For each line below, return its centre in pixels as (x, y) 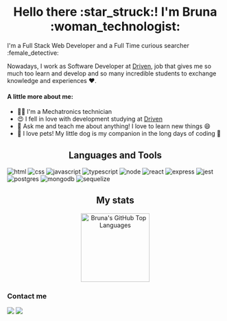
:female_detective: (33, 53)
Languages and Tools (115, 155)
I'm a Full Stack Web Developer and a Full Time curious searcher (98, 45)
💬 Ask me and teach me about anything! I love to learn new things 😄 (114, 126)
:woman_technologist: (115, 26)
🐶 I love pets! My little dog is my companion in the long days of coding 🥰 (119, 134)
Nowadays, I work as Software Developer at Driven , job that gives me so (109, 66)
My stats (115, 201)
